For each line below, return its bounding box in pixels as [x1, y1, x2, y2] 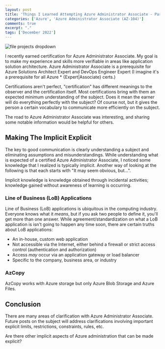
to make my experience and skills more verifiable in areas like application [5, 59, 153, 64]
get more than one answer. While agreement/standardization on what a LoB [5, 216, 158, 222]
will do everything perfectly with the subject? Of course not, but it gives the [5, 99, 158, 105]
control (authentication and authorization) [12, 247, 97, 253]
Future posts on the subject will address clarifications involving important [5, 318, 153, 324]
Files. [5, 286, 16, 292]
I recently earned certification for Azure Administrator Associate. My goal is [5, 53, 158, 59]
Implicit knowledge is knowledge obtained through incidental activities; [5, 177, 149, 183]
